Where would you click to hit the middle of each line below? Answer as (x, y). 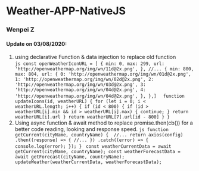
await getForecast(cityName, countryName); (70, 157)
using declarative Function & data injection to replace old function (95, 57)
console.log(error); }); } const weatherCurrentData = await (93, 147)
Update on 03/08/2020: (37, 43)
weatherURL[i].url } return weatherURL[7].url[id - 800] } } (92, 117)
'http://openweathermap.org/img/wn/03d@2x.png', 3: (80, 85)
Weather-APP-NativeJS (66, 11)
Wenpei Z (20, 30)
